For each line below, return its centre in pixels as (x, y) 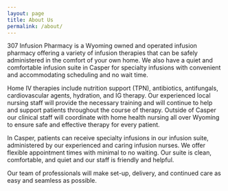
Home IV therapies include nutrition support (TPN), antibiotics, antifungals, (113, 88)
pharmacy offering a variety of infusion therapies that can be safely (102, 53)
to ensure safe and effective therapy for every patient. (83, 125)
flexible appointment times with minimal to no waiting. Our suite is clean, (109, 153)
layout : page (26, 13)
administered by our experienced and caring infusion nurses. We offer (106, 146)
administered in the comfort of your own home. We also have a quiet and (110, 60)
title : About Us (30, 20)
